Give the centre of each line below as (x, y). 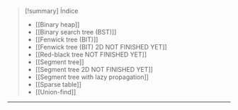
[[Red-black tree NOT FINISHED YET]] (91, 54)
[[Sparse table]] (58, 84)
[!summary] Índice (51, 11)
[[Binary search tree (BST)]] (76, 32)
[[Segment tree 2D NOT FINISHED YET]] (94, 69)
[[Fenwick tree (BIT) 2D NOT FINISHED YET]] (101, 47)
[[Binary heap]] (57, 24)
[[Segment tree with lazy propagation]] (92, 77)
